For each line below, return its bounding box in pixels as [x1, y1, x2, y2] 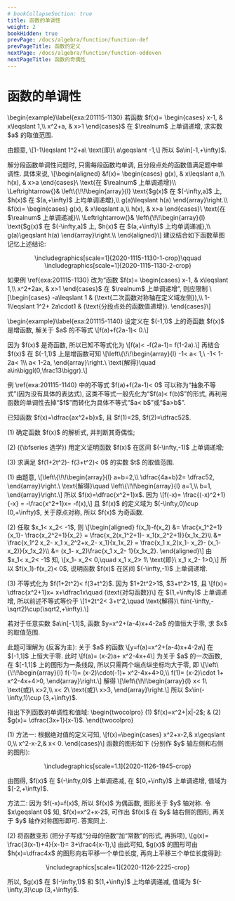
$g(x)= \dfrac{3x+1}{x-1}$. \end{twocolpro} [7, 715, 134, 724]
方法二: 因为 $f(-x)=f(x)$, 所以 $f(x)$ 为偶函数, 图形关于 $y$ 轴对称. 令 [7, 798, 211, 807]
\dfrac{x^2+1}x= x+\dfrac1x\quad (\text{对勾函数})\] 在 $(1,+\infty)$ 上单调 [7, 588, 222, 596]
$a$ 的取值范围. [7, 131, 53, 139]
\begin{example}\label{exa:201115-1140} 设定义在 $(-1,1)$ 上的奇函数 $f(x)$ [7, 317, 225, 325]
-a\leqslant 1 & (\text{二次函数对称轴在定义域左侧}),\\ [51, 293, 203, 302]
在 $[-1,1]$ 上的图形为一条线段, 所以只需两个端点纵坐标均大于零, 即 [7, 660, 199, 668]
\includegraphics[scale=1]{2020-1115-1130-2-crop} [44, 261, 192, 269]
